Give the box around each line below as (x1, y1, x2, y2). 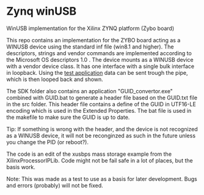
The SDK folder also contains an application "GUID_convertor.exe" (6, 87, 173, 94)
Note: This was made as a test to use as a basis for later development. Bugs (6, 175, 197, 182)
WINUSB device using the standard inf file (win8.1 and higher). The (6, 43, 174, 50)
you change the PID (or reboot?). (6, 138, 89, 145)
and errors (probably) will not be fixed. (6, 182, 104, 189)
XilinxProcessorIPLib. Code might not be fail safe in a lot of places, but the (6, 156, 194, 164)
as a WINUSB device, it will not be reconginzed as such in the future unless (6, 132, 196, 139)
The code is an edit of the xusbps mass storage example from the (6, 150, 172, 158)
